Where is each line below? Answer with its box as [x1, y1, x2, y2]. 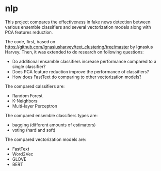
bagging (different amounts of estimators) [12, 122, 96, 128]
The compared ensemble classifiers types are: [5, 112, 98, 118]
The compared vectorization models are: [5, 137, 86, 142]
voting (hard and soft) [12, 127, 56, 133]
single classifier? [12, 64, 46, 69]
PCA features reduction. [5, 29, 53, 35]
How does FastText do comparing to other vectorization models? [12, 74, 142, 80]
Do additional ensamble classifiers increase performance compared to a [12, 58, 157, 64]
